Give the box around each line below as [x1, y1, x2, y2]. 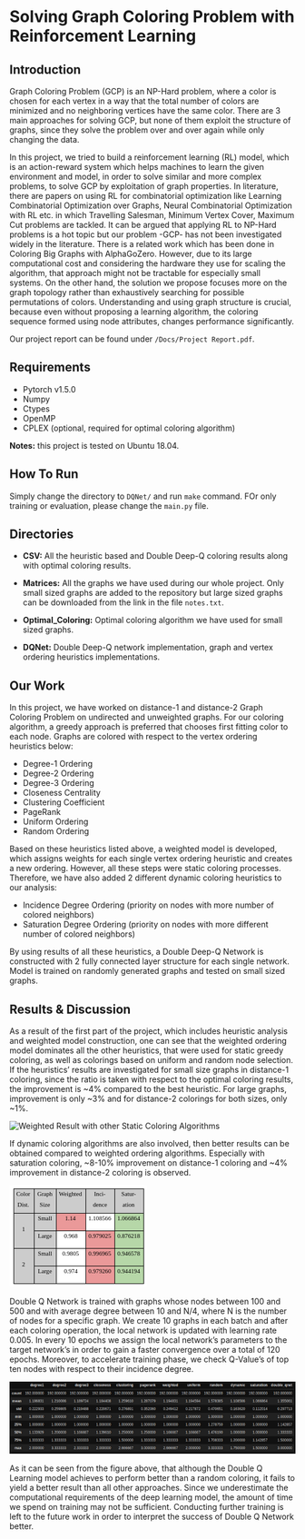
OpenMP [22, 412, 56, 423]
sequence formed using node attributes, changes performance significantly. [9, 316, 295, 326]
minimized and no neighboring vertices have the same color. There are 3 [9, 105, 281, 115]
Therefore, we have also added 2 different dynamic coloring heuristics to [9, 872, 282, 883]
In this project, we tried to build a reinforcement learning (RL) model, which [9, 152, 290, 163]
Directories [9, 527, 74, 542]
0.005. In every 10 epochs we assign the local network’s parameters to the [9, 1335, 288, 1345]
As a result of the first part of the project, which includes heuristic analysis [9, 1026, 289, 1037]
